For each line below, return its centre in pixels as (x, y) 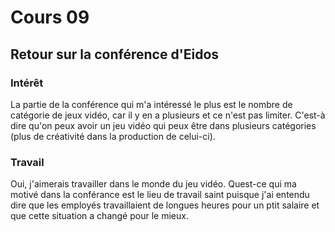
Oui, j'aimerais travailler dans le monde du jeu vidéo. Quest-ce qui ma (153, 184)
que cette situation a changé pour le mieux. (99, 216)
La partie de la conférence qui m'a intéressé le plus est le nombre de (151, 104)
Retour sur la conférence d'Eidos (115, 54)
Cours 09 (50, 17)
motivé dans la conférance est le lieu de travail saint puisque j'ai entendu (160, 195)
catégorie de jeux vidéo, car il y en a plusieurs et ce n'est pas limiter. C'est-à (168, 115)
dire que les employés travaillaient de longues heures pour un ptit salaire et (165, 205)
